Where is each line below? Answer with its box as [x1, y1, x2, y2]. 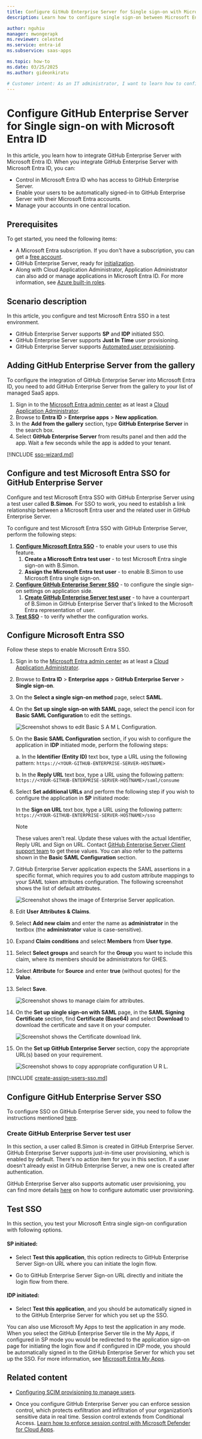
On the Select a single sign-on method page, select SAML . [15, 694, 164, 701]
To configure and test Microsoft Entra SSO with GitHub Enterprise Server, [7, 524, 188, 532]
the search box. [15, 426, 55, 434]
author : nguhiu [7, 25, 45, 31]
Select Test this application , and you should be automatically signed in [15, 1305, 192, 1312]
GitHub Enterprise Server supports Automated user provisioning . [15, 343, 176, 350]
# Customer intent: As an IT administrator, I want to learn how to [7, 81, 182, 87]
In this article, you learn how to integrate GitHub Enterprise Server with [7, 152, 182, 159]
